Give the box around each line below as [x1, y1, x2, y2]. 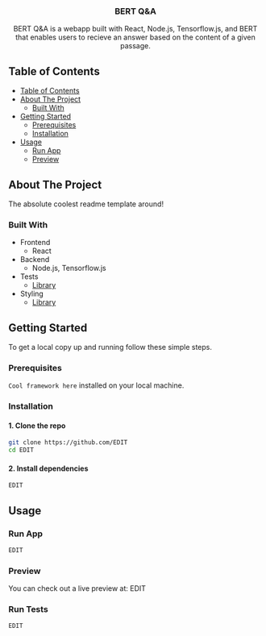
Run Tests [8, 604, 48, 615]
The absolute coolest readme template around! [8, 199, 164, 209]
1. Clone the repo [8, 421, 66, 430]
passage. [120, 41, 151, 51]
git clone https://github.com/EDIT [8, 439, 128, 447]
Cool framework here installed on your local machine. [8, 380, 185, 390]
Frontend [19, 238, 51, 247]
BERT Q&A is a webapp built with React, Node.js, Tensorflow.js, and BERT [13, 24, 258, 34]
